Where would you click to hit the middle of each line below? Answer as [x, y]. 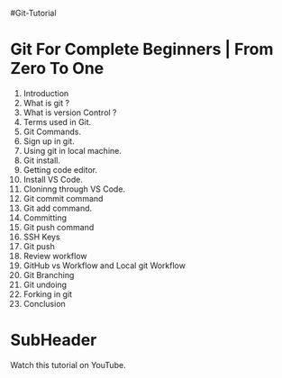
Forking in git [48, 294]
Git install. [42, 160]
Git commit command [63, 198]
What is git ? [46, 103]
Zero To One [57, 69]
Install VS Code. [53, 179]
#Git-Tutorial [33, 13]
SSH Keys [42, 237]
